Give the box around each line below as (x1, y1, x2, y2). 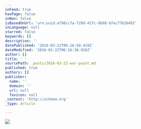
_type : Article (5, 101, 36, 106)
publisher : (5, 74, 27, 79)
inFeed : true (5, 7, 31, 12)
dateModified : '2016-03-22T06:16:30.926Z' (5, 47, 92, 52)
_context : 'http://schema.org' (5, 97, 68, 102)
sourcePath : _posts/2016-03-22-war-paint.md (5, 61, 96, 66)
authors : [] (5, 70, 29, 75)
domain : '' (9, 83, 31, 88)
